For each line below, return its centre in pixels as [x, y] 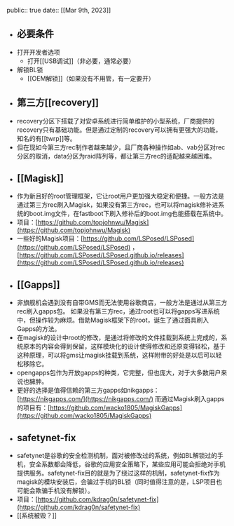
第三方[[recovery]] [58, 103]
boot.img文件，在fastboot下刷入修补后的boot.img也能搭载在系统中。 [128, 214]
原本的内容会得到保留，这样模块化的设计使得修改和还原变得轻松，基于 [124, 346]
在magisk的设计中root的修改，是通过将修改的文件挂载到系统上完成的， [119, 338]
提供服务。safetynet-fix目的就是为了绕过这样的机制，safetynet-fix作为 [118, 473]
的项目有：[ [33, 408]
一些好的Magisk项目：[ [50, 238]
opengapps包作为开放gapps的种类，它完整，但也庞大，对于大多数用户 [119, 373]
